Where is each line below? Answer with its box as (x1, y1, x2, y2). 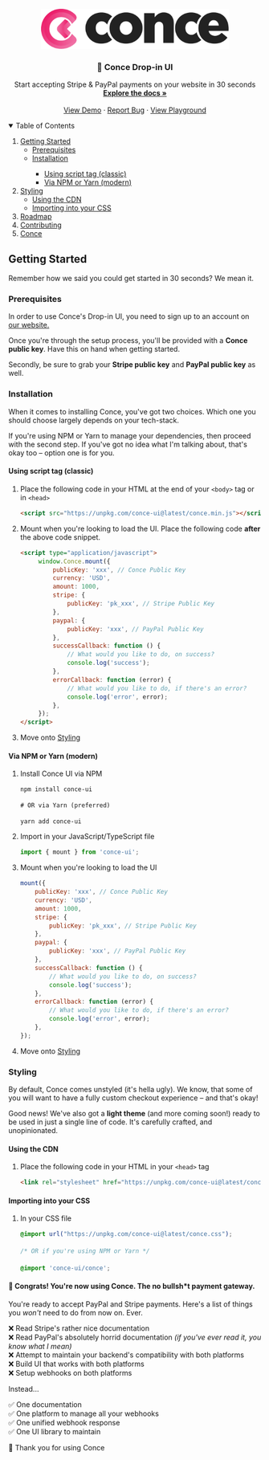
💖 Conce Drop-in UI (96, 61, 173, 72)
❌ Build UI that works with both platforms (8, 1359, 145, 1369)
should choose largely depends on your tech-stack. (8, 415, 179, 425)
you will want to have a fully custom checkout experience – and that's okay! (8, 1093, 259, 1103)
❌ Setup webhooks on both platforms (8, 1368, 132, 1378)
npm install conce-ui (19, 785, 92, 793)
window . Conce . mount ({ (38, 557, 111, 565)
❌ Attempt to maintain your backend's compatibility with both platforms (8, 1350, 245, 1360)
